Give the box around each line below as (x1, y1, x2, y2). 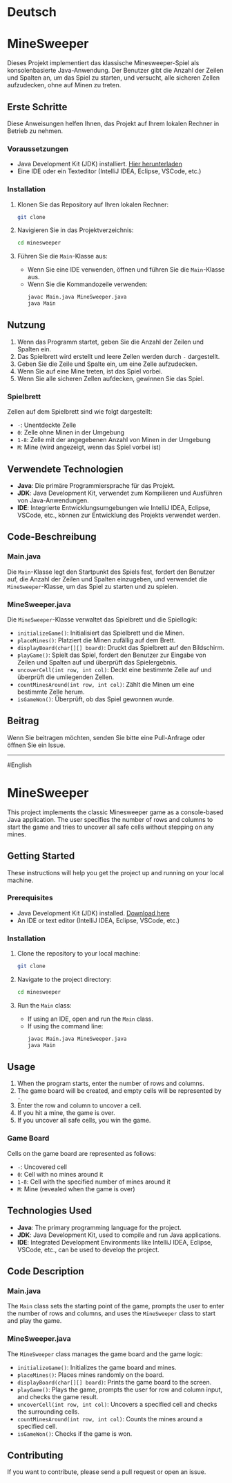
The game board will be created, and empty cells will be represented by (17, 1087, 222, 1095)
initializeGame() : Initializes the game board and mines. (17, 1363, 177, 1371)
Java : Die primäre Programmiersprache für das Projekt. (17, 481, 175, 489)
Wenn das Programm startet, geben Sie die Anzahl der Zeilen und (17, 337, 204, 346)
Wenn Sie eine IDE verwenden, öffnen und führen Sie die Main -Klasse (27, 265, 225, 274)
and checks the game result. (17, 1392, 99, 1401)
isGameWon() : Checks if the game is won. (17, 1429, 133, 1438)
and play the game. (7, 1317, 62, 1325)
